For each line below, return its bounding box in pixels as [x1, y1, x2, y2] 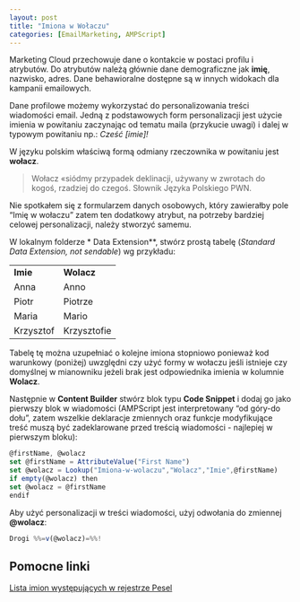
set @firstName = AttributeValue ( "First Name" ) [9, 458, 191, 467]
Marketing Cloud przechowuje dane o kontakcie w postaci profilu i [9, 55, 253, 65]
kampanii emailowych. [9, 83, 91, 94]
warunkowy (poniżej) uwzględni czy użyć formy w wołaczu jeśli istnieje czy [9, 357, 288, 368]
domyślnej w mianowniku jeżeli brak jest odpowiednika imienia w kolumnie [9, 367, 285, 378]
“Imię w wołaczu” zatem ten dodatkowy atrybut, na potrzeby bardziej [9, 210, 264, 221]
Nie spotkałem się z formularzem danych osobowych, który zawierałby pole [9, 200, 289, 211]
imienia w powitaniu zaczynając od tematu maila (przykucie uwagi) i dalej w [9, 119, 289, 130]
